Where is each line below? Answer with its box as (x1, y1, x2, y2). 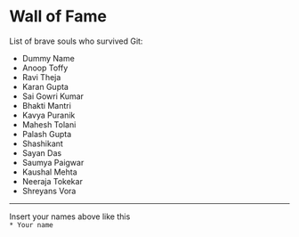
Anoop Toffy (21, 62, 69, 73)
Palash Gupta (21, 128, 72, 139)
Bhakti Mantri (21, 100, 71, 110)
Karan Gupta (21, 81, 69, 92)
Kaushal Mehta (21, 167, 77, 177)
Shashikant (21, 138, 64, 149)
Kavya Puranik (21, 110, 76, 120)
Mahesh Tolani (21, 118, 77, 130)
